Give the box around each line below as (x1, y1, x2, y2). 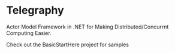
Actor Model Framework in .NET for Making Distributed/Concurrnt (6, 23, 169, 30)
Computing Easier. (6, 29, 52, 36)
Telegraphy (6, 4, 64, 17)
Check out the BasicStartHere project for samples (6, 41, 129, 48)
